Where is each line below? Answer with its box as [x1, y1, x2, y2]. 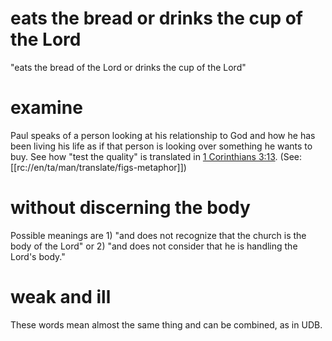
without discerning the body [10, 197, 251, 219]
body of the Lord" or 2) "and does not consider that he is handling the [10, 240, 298, 252]
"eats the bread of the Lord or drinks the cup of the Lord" [10, 61, 247, 73]
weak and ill [10, 286, 112, 308]
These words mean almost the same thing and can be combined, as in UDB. [10, 318, 323, 331]
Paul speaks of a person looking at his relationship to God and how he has [10, 129, 316, 141]
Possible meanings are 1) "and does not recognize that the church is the [10, 229, 307, 241]
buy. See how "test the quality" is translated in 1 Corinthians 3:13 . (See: [10, 150, 303, 162]
